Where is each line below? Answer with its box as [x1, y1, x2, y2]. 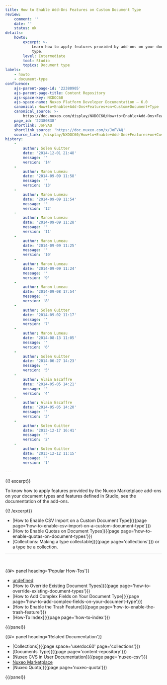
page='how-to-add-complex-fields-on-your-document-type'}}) [12, 599, 143, 604]
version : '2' [23, 437, 50, 442]
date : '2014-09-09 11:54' [23, 197, 77, 202]
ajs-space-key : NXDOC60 [14, 95, 64, 100]
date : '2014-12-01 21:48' [23, 151, 77, 156]
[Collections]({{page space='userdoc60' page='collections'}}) [12, 643, 141, 649]
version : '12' [23, 206, 52, 211]
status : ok [14, 26, 37, 31]
